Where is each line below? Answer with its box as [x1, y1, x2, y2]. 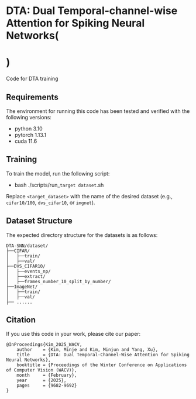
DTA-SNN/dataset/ [6, 243, 49, 249]
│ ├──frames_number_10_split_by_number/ [6, 278, 111, 284]
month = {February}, [16, 373, 77, 379]
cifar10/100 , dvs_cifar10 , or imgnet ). [6, 199, 95, 206]
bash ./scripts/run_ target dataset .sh [14, 181, 104, 188]
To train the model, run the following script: [6, 170, 110, 177]
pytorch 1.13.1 [14, 131, 47, 138]
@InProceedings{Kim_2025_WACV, [6, 342, 82, 348]
